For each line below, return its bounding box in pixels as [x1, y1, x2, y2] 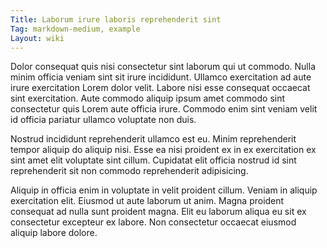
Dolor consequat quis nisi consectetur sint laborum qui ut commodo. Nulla [10, 61, 317, 73]
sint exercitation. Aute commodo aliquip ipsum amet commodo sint [10, 92, 286, 105]
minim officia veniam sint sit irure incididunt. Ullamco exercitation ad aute [10, 71, 312, 83]
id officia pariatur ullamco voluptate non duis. [10, 114, 197, 126]
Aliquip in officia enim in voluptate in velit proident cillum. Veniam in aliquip [10, 184, 318, 196]
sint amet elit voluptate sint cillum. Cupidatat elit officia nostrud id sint [10, 154, 297, 166]
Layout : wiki [10, 33, 65, 43]
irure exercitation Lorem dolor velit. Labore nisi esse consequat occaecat [10, 82, 311, 94]
